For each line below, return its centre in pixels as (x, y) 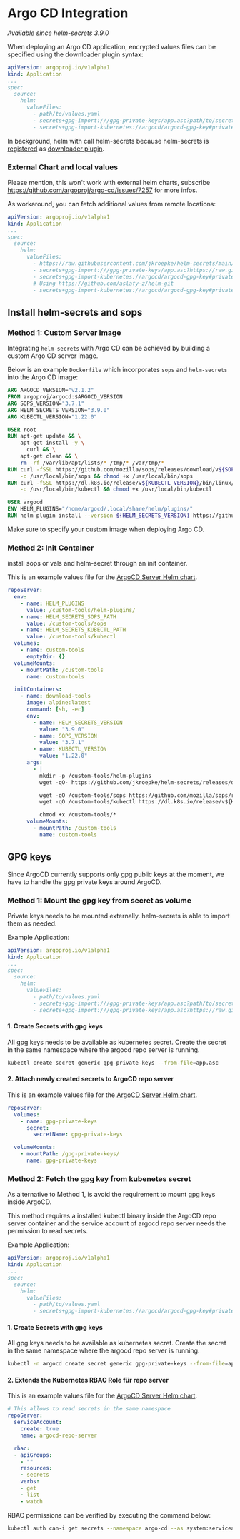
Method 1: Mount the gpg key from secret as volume (99, 900)
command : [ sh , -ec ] (55, 710)
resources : (36, 1468)
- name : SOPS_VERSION (65, 736)
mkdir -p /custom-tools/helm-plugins (95, 776)
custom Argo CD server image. (53, 356)
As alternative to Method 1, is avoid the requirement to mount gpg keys (111, 1195)
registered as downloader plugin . (56, 149)
